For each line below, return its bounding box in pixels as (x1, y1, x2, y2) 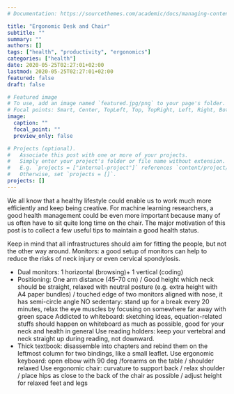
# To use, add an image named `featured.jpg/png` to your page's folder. (7, 100, 226, 107)
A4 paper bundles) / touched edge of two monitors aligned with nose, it (17, 290, 223, 298)
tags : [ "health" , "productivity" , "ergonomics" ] (7, 49, 151, 56)
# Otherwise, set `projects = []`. (7, 171, 117, 178)
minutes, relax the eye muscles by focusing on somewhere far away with (17, 304, 226, 313)
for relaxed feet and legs (17, 379, 88, 387)
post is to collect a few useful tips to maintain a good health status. (7, 226, 199, 234)
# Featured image (7, 93, 58, 101)
